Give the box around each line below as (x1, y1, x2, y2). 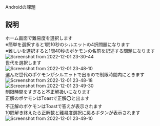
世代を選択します (5, 59, 42, 66)
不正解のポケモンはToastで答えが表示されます (5, 103, 103, 109)
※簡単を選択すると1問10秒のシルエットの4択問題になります (5, 41, 130, 47)
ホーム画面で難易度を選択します (5, 35, 73, 41)
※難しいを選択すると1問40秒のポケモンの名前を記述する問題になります (5, 48, 155, 54)
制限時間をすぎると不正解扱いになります (5, 89, 91, 95)
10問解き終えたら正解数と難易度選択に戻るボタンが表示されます (5, 109, 141, 116)
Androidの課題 (5, 4, 36, 10)
